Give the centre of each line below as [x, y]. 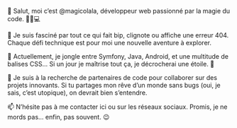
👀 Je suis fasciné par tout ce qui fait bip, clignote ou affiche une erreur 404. [118, 35]
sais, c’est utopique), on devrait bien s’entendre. [77, 93]
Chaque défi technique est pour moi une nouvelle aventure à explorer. [109, 43]
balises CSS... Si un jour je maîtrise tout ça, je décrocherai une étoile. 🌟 [111, 64]
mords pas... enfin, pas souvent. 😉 [59, 117]
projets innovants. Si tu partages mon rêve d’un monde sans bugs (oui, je [114, 85]
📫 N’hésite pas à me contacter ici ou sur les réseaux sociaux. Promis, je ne [117, 107]
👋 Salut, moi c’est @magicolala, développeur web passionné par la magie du [119, 11]
